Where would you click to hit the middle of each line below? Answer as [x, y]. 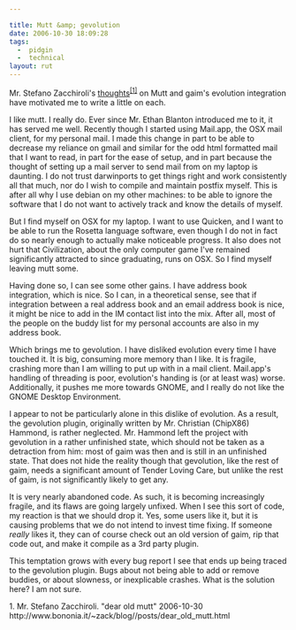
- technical [41, 58]
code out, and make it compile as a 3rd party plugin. [104, 543]
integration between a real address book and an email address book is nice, [147, 304]
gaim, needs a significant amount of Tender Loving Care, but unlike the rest [146, 470]
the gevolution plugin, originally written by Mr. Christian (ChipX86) [129, 423]
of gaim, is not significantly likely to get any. [89, 480]
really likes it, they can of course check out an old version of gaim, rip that [144, 534]
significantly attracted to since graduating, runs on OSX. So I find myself [140, 258]
